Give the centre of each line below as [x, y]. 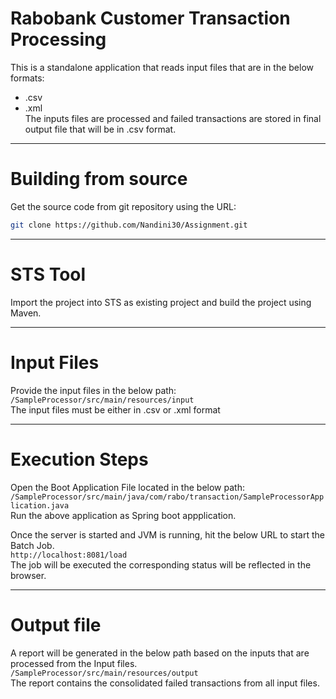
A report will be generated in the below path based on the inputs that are [160, 653]
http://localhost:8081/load [69, 555]
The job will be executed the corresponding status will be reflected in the [161, 564]
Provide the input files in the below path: [93, 390]
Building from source [99, 179]
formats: [27, 78]
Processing [58, 39]
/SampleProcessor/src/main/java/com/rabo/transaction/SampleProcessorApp [167, 497]
